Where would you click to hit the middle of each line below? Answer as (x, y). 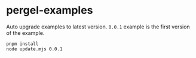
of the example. (25, 33)
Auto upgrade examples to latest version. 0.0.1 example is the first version (98, 27)
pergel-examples (50, 10)
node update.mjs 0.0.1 (34, 49)
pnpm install (22, 44)
